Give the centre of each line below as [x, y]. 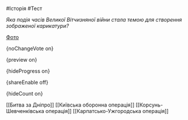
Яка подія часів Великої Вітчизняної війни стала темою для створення [94, 20]
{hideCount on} [25, 93]
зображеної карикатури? [37, 26]
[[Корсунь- [149, 105]
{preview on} [22, 60]
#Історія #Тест [24, 8]
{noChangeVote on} [30, 48]
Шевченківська [25, 111]
